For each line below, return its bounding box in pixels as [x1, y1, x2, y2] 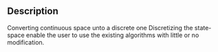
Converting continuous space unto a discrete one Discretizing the [7, 23, 193, 31]
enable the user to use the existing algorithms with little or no [26, 31, 199, 39]
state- [194, 23, 212, 31]
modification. [7, 38, 45, 47]
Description [7, 5, 58, 17]
